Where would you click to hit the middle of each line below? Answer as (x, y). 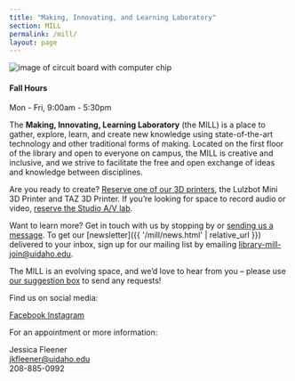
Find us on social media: (54, 298)
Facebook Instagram (47, 315)
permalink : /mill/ (43, 34)
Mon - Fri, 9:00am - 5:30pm (60, 108)
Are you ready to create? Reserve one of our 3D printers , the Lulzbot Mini (144, 190)
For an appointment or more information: (84, 332)
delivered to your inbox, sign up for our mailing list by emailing (123, 245)
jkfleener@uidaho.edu (50, 359)
